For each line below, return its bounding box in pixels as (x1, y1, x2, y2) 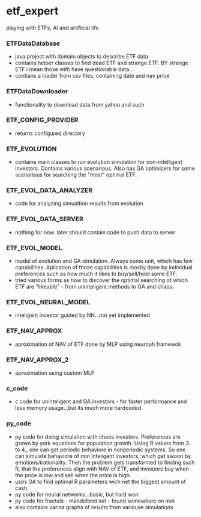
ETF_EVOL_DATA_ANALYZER (6, 186, 93, 195)
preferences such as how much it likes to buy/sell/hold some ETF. (14, 270, 178, 278)
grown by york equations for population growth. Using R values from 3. (14, 439, 191, 446)
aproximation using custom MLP (14, 369, 95, 376)
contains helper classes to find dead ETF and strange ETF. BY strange (14, 59, 188, 67)
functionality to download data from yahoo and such (14, 101, 145, 108)
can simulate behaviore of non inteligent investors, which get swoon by (14, 452, 191, 459)
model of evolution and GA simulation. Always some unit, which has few (14, 257, 193, 265)
